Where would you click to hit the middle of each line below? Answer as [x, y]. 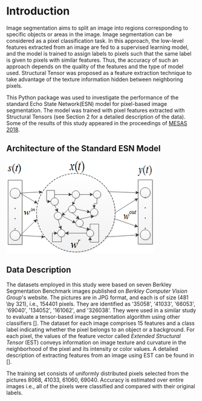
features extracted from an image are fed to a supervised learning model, [98, 47]
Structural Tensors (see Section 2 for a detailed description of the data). [96, 117]
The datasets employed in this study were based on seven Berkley [89, 284]
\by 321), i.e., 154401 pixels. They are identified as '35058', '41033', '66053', [101, 304]
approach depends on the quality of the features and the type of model [95, 66]
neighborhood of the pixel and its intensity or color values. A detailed [92, 348]
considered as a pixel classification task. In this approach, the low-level [95, 41]
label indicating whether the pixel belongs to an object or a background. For [100, 329]
